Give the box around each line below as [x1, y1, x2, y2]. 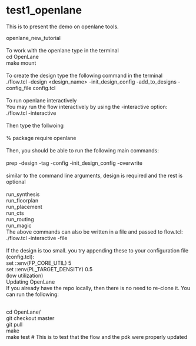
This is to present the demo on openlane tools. [6, 23, 119, 30]
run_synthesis [6, 191, 40, 198]
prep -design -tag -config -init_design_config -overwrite [6, 159, 143, 167]
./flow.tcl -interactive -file [6, 234, 68, 241]
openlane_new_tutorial [6, 34, 61, 41]
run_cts [6, 209, 25, 217]
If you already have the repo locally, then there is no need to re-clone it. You [6, 284, 190, 291]
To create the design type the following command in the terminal [6, 72, 163, 79]
